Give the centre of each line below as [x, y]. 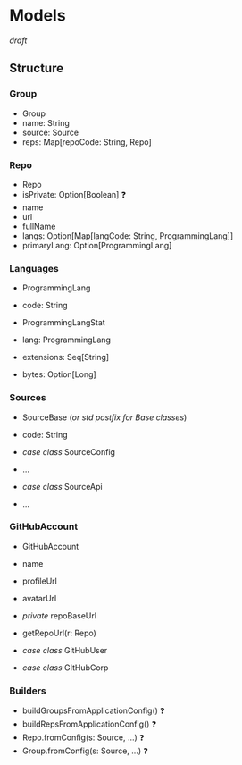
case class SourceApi [62, 486]
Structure [37, 68]
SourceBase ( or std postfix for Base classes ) [104, 417]
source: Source [50, 132]
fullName [39, 226]
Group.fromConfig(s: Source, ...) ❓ [85, 751]
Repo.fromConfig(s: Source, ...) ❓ [83, 737]
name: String [46, 122]
